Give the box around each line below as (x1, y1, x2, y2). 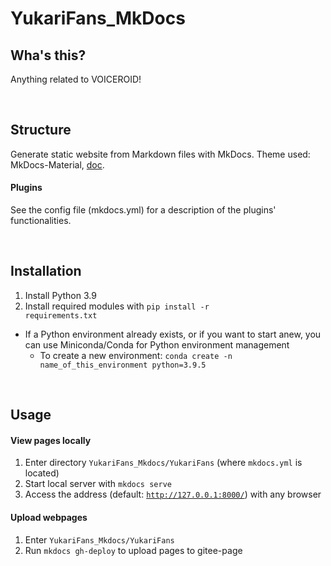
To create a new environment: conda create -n (39, 349, 233, 361)
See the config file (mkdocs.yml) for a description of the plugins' (10, 204, 277, 216)
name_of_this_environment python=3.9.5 (39, 360, 207, 370)
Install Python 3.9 (24, 289, 97, 301)
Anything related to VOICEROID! (10, 73, 142, 85)
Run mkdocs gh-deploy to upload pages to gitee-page (24, 544, 243, 556)
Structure (10, 122, 72, 139)
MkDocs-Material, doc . (10, 158, 105, 171)
